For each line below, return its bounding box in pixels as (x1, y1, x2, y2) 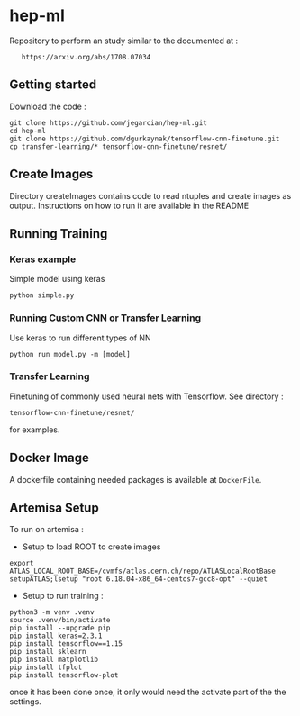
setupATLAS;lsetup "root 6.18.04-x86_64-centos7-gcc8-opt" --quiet (9, 575, 268, 584)
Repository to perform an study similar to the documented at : (9, 35, 239, 46)
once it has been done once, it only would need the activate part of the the (9, 686, 286, 698)
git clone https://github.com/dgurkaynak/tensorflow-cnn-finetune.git (9, 134, 280, 143)
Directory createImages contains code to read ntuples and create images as (9, 190, 292, 201)
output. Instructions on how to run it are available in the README (9, 200, 250, 211)
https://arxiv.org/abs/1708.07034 (21, 52, 151, 61)
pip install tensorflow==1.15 (9, 639, 123, 648)
